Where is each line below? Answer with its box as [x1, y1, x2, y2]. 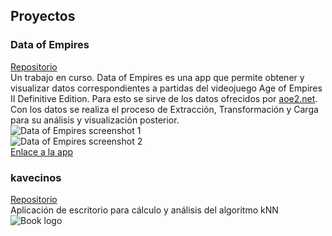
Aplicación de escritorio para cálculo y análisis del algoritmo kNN [10, 204, 279, 216]
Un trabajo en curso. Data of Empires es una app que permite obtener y [10, 71, 305, 83]
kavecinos [10, 170, 62, 184]
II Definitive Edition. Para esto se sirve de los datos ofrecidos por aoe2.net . [10, 92, 318, 104]
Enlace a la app [10, 145, 74, 158]
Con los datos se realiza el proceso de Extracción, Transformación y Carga [10, 103, 319, 115]
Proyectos [10, 8, 76, 25]
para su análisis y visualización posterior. [10, 114, 180, 126]
